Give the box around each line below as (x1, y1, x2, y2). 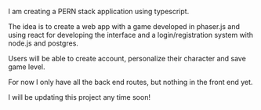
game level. (8, 62, 45, 71)
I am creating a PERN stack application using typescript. (8, 7, 190, 16)
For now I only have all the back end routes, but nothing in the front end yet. (8, 78, 253, 86)
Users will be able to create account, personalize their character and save (8, 54, 247, 63)
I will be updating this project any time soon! (8, 93, 151, 101)
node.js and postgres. (8, 38, 78, 48)
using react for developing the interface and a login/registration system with (8, 31, 253, 39)
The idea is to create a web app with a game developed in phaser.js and (8, 22, 241, 31)
